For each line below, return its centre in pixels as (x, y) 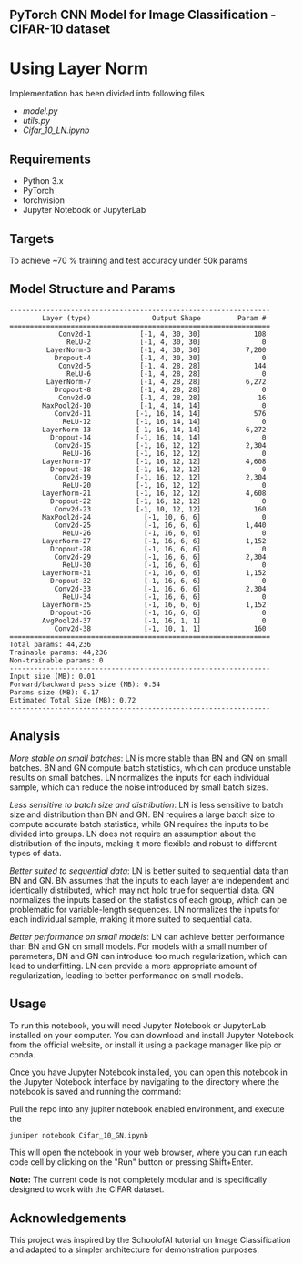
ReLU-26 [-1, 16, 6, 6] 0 (164, 533)
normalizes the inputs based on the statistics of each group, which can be (148, 899)
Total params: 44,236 (50, 644)
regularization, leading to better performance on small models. (126, 975)
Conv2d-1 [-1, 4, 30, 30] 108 (162, 334)
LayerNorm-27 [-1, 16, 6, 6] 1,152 (154, 541)
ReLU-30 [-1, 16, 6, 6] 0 (164, 565)
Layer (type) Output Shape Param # (154, 318)
